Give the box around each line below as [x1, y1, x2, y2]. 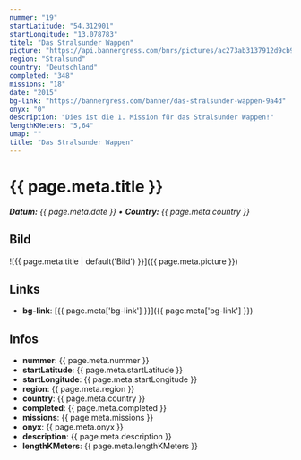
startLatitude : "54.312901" [9, 21, 115, 30]
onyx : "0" [9, 105, 47, 114]
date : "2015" [9, 88, 58, 97]
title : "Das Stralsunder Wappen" [9, 138, 134, 147]
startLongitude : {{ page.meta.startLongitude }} [21, 374, 198, 385]
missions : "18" [9, 80, 66, 89]
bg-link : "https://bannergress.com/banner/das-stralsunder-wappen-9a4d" [9, 96, 287, 106]
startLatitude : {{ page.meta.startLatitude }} [21, 364, 184, 376]
